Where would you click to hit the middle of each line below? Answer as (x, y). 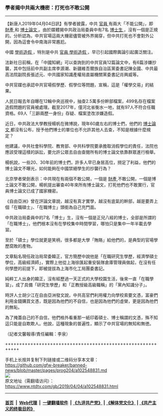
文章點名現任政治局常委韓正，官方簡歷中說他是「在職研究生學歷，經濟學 (77, 256)
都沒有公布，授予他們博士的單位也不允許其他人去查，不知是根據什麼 (78, 130)
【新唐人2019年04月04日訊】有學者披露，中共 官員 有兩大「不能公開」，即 (79, 24)
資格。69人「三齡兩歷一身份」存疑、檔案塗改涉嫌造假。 (61, 113)
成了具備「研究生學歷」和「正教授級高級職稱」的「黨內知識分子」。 (82, 285)
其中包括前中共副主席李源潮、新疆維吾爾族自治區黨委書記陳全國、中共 (83, 68)
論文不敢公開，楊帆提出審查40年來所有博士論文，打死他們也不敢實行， (80, 185)
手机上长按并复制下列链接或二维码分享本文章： (52, 360)
